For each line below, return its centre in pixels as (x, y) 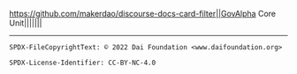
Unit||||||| (26, 23)
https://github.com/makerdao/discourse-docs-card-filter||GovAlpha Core (143, 14)
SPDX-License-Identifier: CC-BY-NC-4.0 (83, 63)
